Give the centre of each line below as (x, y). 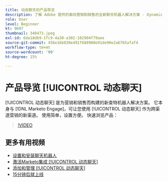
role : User (17, 19)
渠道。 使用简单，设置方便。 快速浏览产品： (72, 115)
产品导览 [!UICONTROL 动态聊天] (74, 87)
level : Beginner (22, 24)
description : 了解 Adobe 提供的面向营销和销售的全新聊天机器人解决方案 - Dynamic (84, 15)
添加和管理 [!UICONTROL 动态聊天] (49, 168)
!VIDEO (25, 125)
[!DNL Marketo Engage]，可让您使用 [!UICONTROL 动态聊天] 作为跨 (85, 109)
